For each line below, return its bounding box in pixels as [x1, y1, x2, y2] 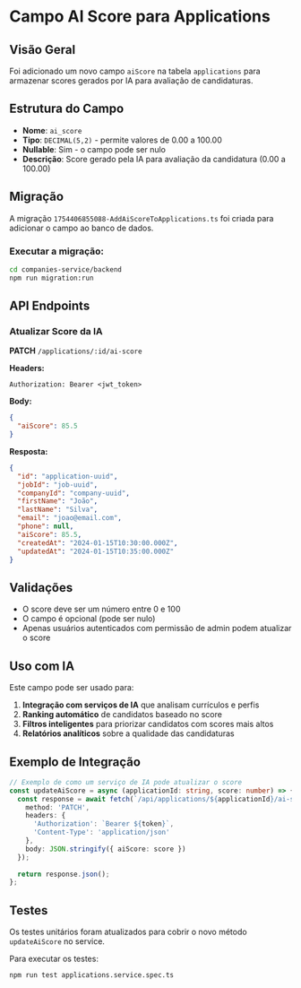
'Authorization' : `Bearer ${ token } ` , [32, 819, 175, 828]
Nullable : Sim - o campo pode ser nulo [21, 143, 167, 154]
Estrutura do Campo [9, 101, 125, 117]
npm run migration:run [9, 273, 94, 282]
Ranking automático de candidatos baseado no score [21, 709, 222, 720]
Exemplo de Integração [9, 754, 142, 769]
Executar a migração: [9, 245, 105, 257]
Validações [9, 580, 73, 595]
